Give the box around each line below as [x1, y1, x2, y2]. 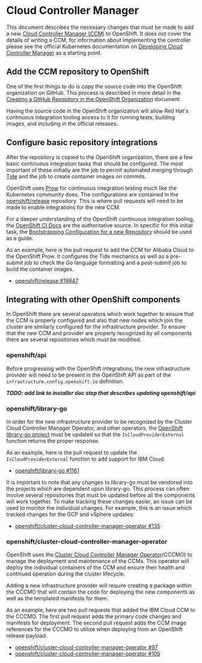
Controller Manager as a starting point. [6, 49, 102, 56]
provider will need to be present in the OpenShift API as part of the [6, 371, 171, 379]
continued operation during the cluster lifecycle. [6, 570, 125, 577]
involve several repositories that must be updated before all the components [6, 491, 195, 498]
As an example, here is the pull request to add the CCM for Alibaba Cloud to [6, 246, 194, 253]
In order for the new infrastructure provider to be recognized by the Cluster [6, 418, 192, 425]
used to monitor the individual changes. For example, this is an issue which [6, 504, 192, 511]
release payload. [6, 632, 47, 639]
